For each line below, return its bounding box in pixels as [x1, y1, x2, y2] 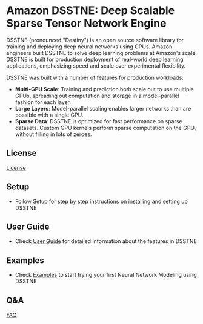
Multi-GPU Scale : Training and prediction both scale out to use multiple [15, 85, 194, 92]
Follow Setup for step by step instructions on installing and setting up [15, 198, 188, 205]
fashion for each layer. [15, 98, 72, 106]
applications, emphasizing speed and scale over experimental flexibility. [6, 62, 186, 70]
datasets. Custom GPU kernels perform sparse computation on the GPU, [15, 124, 196, 131]
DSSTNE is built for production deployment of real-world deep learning [6, 56, 184, 63]
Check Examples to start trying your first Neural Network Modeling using [15, 271, 197, 279]
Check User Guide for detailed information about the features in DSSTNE [15, 238, 197, 245]
